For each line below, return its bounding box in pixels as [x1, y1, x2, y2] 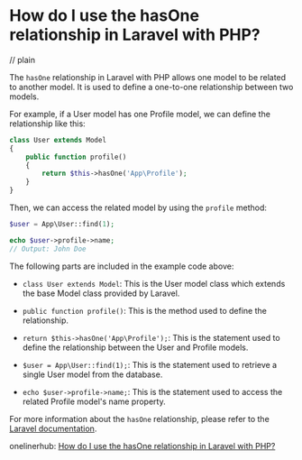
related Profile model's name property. [22, 396, 166, 407]
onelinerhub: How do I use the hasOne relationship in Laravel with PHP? [9, 440, 276, 451]
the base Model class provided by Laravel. [22, 288, 180, 299]
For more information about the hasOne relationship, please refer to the [9, 413, 270, 424]
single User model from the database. [22, 369, 163, 380]
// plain [9, 54, 36, 65]
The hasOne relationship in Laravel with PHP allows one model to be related [9, 71, 287, 82]
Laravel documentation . [9, 423, 97, 434]
